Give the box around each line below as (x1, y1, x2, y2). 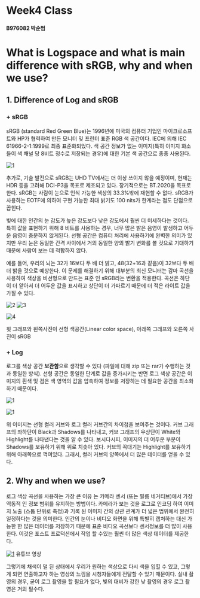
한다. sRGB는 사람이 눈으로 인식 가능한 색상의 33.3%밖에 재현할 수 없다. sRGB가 (6, 189, 194, 196)
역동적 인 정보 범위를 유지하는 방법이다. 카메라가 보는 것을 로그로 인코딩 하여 (6, 500, 183, 507)
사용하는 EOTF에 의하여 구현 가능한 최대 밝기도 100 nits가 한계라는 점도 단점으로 (6, 196, 193, 204)
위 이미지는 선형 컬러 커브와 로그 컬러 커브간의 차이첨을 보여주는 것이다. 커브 (6, 420, 183, 428)
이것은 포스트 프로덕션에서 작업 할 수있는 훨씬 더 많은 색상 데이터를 (19, 530, 173, 537)
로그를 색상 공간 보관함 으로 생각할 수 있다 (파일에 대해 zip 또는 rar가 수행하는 (6, 362, 184, 369)
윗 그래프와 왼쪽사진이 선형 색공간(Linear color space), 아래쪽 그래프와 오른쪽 (6, 325, 188, 332)
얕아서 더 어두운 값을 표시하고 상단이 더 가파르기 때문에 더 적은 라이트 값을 (19, 282, 191, 289)
